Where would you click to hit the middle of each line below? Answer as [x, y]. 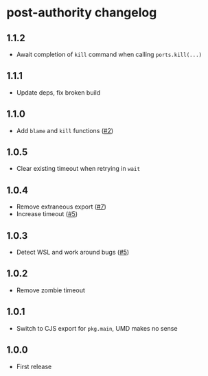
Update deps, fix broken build [58, 92]
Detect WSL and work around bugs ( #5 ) [73, 252]
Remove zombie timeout [50, 290]
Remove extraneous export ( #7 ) [61, 207]
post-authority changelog [82, 13]
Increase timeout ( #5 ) [47, 214]
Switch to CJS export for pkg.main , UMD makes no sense [97, 328]
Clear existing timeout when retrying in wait [78, 169]
